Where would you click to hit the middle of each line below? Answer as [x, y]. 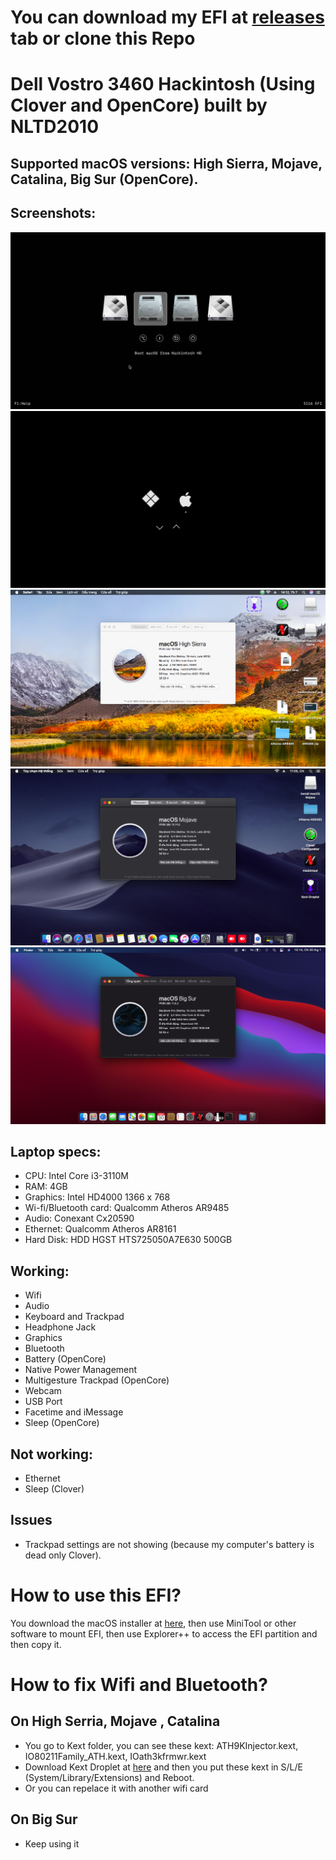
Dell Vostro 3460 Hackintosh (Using [163, 84]
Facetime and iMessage [74, 1412]
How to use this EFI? [96, 1595]
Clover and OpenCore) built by [139, 105]
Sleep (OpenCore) [62, 1423]
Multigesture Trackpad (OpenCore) [97, 1380]
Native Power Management [81, 1370]
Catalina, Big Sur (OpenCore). [104, 179]
